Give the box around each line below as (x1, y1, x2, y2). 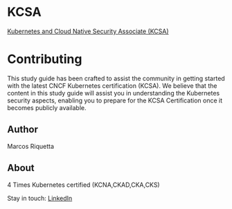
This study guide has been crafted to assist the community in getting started (7, 74, 225, 82)
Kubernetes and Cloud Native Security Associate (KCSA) (7, 27, 169, 35)
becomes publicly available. (7, 103, 87, 111)
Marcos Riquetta (7, 142, 54, 150)
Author (7, 124, 38, 136)
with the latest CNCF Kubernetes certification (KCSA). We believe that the (7, 81, 217, 90)
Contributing (7, 51, 82, 67)
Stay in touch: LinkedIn (7, 194, 73, 202)
